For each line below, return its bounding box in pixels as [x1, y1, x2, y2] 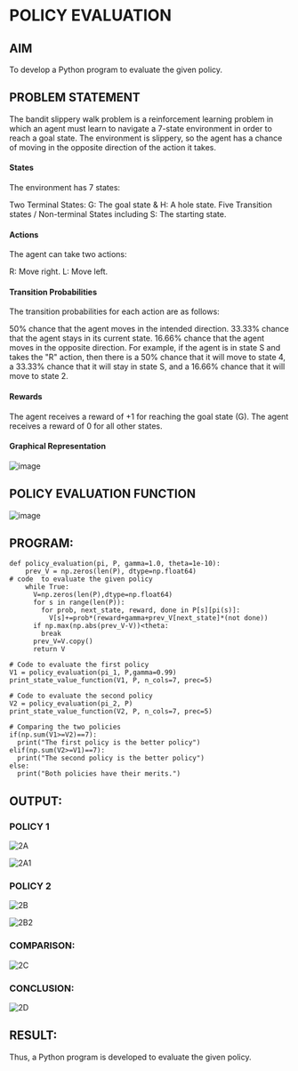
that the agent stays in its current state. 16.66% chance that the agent [9, 333, 265, 343]
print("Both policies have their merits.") [17, 769, 181, 778]
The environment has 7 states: [9, 182, 121, 193]
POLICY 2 [9, 880, 52, 892]
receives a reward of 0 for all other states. [9, 420, 163, 431]
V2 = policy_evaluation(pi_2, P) [9, 699, 133, 708]
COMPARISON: [9, 939, 76, 952]
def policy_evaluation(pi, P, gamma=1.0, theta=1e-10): [9, 560, 221, 568]
